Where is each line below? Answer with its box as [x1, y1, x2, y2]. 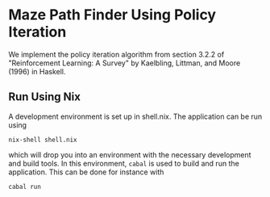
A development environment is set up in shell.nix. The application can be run [8, 111, 263, 121]
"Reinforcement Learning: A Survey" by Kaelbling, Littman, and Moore [8, 58, 241, 68]
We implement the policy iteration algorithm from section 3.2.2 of [8, 49, 225, 59]
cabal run [8, 182, 42, 191]
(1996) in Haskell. [8, 66, 66, 76]
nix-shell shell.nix [8, 136, 78, 144]
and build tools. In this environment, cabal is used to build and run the [8, 158, 239, 168]
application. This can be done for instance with [8, 167, 164, 177]
